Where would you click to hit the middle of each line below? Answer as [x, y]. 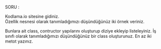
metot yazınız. [19, 41]
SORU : [12, 7]
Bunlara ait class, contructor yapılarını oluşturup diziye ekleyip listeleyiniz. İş [80, 31]
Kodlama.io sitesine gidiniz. [32, 16]
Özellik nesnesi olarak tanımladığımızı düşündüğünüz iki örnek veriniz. [75, 22]
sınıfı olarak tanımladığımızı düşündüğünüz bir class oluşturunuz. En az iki [78, 36]
